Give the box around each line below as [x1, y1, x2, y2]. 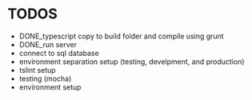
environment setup [18, 82, 82, 92]
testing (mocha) [18, 74, 72, 83]
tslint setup [18, 65, 57, 74]
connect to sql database [18, 48, 99, 58]
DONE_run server [18, 39, 78, 49]
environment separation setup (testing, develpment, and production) [18, 57, 245, 66]
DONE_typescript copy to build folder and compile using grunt [18, 31, 225, 41]
